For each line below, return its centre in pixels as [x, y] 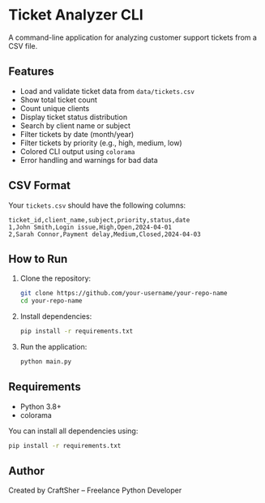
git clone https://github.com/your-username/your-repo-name [124, 294]
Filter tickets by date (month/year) [77, 134]
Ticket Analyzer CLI [76, 15]
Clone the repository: [56, 278]
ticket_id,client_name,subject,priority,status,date [99, 220]
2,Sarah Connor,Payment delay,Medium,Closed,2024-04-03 [105, 234]
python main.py [46, 362]
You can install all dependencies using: [73, 431]
